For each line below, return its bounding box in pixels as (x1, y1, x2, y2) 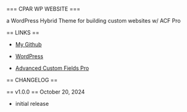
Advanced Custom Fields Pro (15, 64, 90, 72)
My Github (15, 41, 42, 48)
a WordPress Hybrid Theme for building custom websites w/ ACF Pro (6, 17, 181, 24)
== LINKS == (6, 29, 40, 36)
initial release (15, 100, 49, 107)
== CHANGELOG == (6, 77, 58, 83)
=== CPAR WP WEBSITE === (6, 6, 81, 12)
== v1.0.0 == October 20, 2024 (6, 88, 85, 95)
